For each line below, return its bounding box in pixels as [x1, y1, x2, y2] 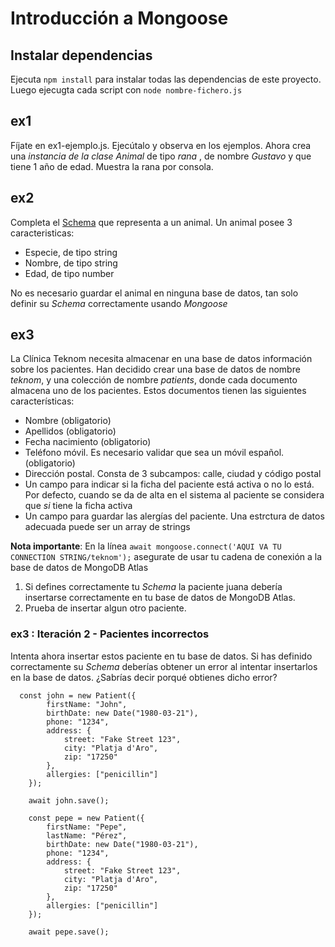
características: [10, 395, 75, 407]
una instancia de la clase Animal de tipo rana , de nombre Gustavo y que [10, 150, 312, 162]
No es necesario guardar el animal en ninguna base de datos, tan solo [10, 287, 299, 299]
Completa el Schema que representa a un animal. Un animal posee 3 [10, 216, 293, 228]
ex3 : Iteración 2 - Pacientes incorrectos [10, 627, 210, 641]
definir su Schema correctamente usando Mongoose [10, 297, 228, 309]
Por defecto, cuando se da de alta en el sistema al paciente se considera [24, 489, 325, 501]
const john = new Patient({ [19, 690, 137, 701]
